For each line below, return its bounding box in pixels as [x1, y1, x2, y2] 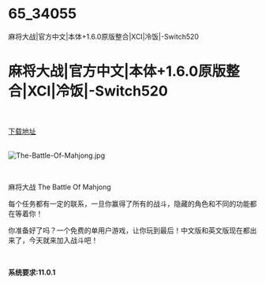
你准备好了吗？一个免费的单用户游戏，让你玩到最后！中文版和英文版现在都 [8, 226, 250, 235]
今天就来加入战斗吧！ [28, 235, 99, 245]
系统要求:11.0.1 [8, 267, 56, 277]
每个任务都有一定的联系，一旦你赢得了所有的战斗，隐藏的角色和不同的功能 [8, 199, 250, 208]
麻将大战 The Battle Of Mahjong [8, 182, 112, 192]
